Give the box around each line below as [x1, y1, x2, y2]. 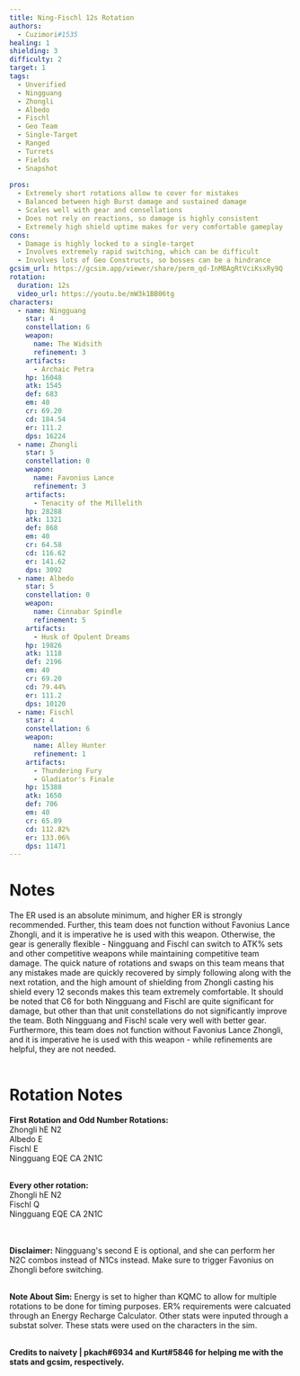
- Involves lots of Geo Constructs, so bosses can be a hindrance [17, 256, 271, 265]
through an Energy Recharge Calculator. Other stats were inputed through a [9, 1310, 289, 1321]
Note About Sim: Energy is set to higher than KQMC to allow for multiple [9, 1291, 277, 1302]
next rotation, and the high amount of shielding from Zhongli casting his [9, 977, 274, 988]
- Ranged [17, 139, 50, 148]
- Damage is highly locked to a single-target [17, 239, 195, 248]
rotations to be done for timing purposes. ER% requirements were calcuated [9, 1301, 292, 1312]
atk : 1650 [25, 791, 63, 801]
